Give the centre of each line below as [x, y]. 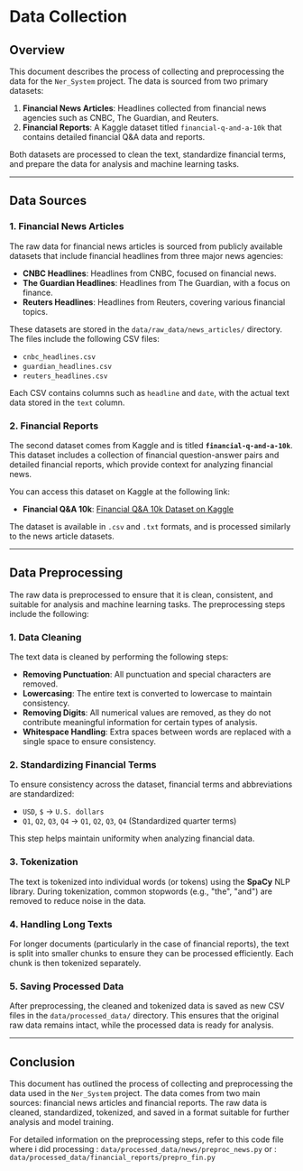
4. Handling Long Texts [61, 924]
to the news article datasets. [62, 536]
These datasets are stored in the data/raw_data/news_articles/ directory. [146, 329]
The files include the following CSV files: [84, 338]
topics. [35, 311]
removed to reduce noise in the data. [78, 900]
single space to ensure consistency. [89, 742]
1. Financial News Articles [67, 226]
